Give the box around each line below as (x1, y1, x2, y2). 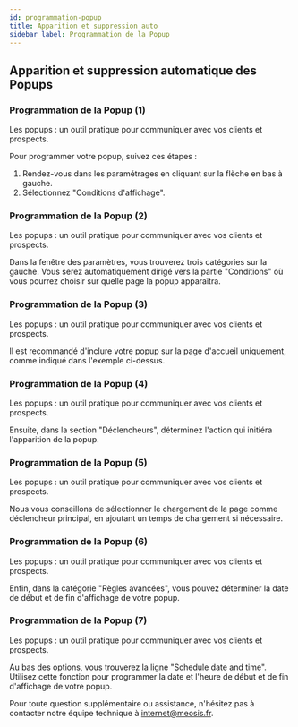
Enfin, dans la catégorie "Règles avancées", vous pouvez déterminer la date (9, 583, 289, 594)
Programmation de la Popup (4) (9, 377, 149, 389)
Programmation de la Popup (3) (9, 298, 148, 311)
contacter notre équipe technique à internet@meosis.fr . (9, 707, 214, 718)
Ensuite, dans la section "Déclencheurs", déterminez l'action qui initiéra (9, 424, 273, 435)
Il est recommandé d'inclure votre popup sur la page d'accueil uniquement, (9, 346, 286, 356)
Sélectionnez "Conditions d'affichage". (21, 187, 166, 198)
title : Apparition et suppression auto (9, 21, 158, 30)
